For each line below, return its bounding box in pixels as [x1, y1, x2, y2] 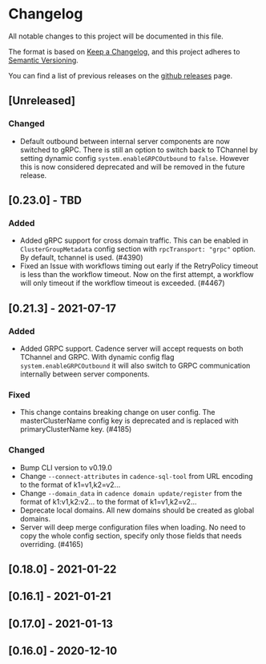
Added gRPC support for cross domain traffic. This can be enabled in [19, 235, 248, 245]
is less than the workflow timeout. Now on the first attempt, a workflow [19, 270, 254, 280]
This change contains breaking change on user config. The [19, 408, 216, 417]
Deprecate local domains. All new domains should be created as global [19, 505, 255, 515]
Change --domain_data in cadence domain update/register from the [19, 488, 243, 497]
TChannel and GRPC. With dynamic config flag [19, 352, 175, 361]
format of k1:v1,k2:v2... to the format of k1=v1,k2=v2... [19, 497, 197, 506]
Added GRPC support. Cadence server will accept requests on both [19, 344, 244, 353]
